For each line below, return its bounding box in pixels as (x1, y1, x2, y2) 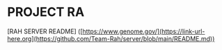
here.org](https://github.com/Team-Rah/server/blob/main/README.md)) (7, 34, 215, 42)
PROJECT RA (7, 4, 85, 20)
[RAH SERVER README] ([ (7, 27, 83, 35)
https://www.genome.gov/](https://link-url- (82, 27, 205, 35)
